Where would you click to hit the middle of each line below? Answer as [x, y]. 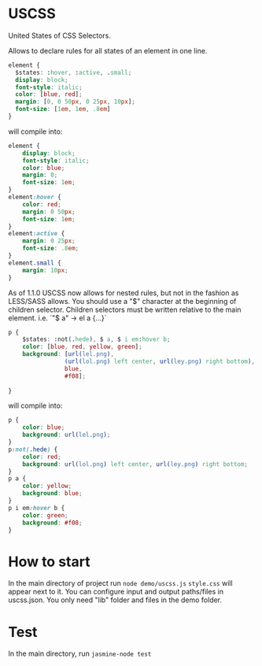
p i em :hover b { [37, 508]
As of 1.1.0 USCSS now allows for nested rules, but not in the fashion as [124, 293]
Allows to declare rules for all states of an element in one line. [108, 50]
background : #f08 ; [52, 523]
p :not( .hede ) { [33, 450]
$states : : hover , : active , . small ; [74, 72]
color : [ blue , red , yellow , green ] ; [83, 347]
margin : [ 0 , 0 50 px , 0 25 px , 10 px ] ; [75, 102]
